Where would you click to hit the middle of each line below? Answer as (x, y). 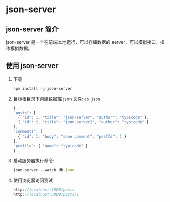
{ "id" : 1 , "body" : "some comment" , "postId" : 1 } (72, 136)
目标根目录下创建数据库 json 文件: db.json (56, 99)
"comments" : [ (28, 132)
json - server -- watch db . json (44, 170)
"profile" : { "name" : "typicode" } (50, 146)
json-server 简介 (32, 29)
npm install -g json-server (42, 88)
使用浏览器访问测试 (33, 180)
